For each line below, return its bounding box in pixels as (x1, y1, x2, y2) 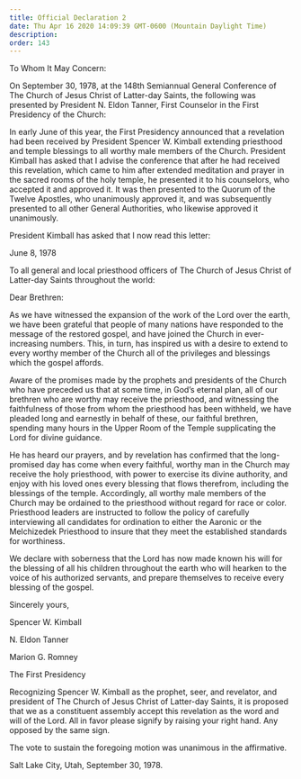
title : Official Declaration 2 (9, 13, 127, 23)
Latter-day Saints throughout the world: (9, 275, 155, 285)
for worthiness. (9, 536, 66, 547)
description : (9, 30, 58, 39)
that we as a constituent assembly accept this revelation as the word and (9, 706, 279, 717)
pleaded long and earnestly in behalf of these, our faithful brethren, (9, 413, 259, 424)
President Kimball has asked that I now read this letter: (9, 231, 211, 241)
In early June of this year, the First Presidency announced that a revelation (9, 127, 285, 138)
